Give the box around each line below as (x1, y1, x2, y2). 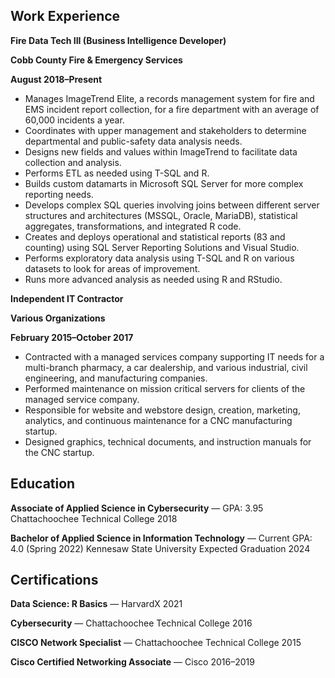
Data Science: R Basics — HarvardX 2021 (10, 598, 183, 610)
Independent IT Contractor (10, 292, 124, 304)
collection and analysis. (24, 156, 122, 168)
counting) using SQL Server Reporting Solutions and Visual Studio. (24, 241, 300, 253)
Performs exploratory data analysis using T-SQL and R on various (24, 252, 295, 264)
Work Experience (10, 8, 121, 25)
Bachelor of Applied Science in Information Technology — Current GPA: (10, 532, 313, 544)
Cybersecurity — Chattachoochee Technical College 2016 (10, 617, 253, 629)
